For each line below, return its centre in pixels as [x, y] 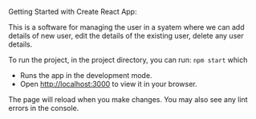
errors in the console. [44, 108]
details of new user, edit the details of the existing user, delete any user [126, 36]
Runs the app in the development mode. [86, 75]
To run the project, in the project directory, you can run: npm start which [128, 60]
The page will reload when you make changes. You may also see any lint [128, 99]
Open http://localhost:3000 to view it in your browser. [109, 84]
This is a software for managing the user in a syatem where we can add [126, 27]
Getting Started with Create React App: [73, 12]
